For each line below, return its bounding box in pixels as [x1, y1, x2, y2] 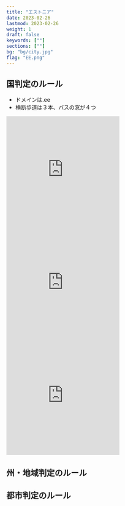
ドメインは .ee [15, 96, 51, 104]
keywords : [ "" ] [6, 37, 45, 43]
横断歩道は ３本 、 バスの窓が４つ [15, 104, 96, 111]
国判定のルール [6, 79, 63, 89]
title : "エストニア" [6, 9, 54, 15]
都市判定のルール [6, 491, 71, 501]
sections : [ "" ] [6, 43, 45, 50]
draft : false [6, 32, 40, 38]
